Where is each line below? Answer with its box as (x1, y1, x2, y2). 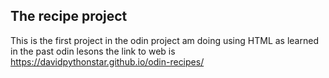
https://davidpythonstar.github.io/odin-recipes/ (10, 55, 205, 68)
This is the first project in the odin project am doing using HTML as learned (10, 34, 319, 46)
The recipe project (10, 8, 128, 25)
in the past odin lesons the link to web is (10, 45, 176, 57)
